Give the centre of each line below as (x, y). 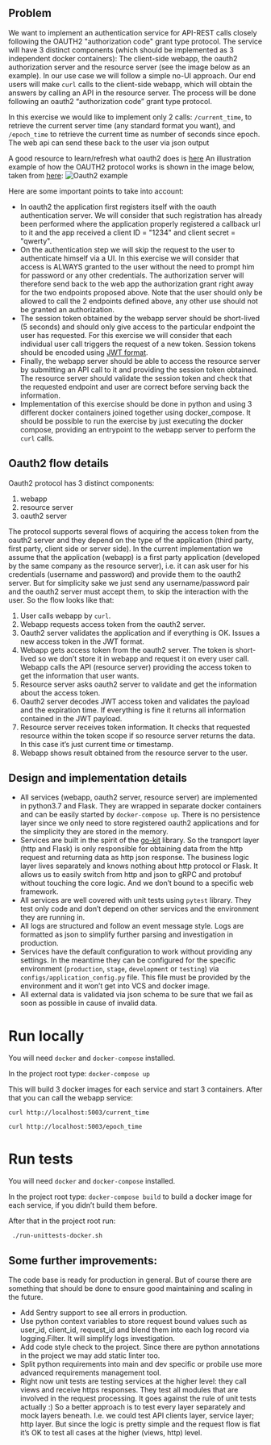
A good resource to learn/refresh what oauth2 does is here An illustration (130, 158)
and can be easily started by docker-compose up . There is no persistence (140, 815)
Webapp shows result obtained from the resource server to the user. (134, 753)
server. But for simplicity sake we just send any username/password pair (129, 583)
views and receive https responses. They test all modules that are (129, 1390)
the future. (26, 1297)
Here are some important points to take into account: (96, 191)
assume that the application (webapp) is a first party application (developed (134, 557)
